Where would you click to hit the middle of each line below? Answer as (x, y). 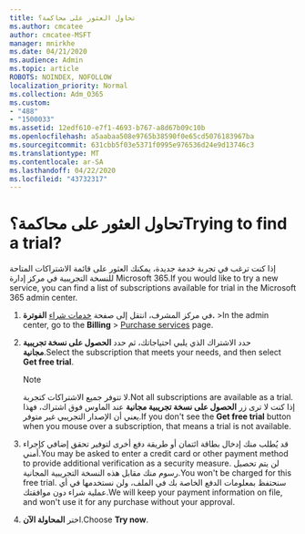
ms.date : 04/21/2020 (49, 52)
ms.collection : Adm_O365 (56, 94)
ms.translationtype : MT (55, 153)
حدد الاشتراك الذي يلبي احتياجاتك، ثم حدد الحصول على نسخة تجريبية (137, 343)
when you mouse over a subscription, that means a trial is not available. (157, 426)
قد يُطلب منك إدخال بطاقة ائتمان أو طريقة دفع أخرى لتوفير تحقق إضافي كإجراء (155, 444)
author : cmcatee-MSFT (51, 35)
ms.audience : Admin (46, 60)
